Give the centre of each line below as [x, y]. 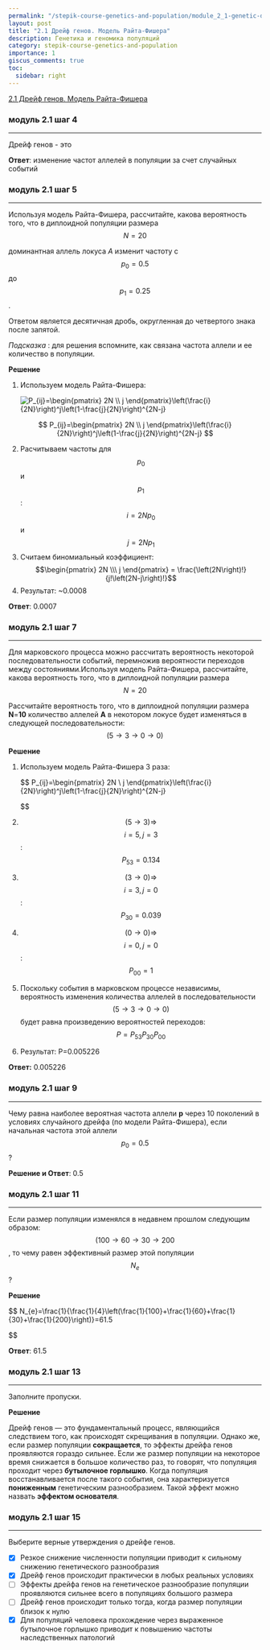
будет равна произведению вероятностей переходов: [113, 1021]
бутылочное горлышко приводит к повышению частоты [116, 1629]
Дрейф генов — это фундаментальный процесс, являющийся [114, 1427]
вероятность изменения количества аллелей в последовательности [137, 996]
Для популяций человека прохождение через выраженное [121, 1619]
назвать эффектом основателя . [63, 1496]
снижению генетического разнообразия [89, 1567]
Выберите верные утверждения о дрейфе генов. [92, 1542]
